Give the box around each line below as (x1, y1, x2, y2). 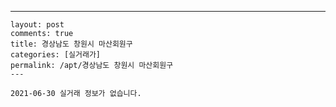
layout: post (10, 20, 65, 30)
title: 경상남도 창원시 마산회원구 (10, 39, 133, 49)
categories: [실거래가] (10, 50, 101, 60)
